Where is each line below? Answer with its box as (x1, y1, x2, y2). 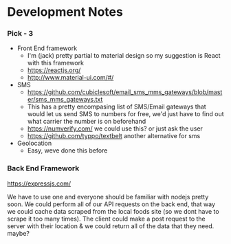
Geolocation (16, 139, 52, 148)
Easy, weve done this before (27, 146, 108, 155)
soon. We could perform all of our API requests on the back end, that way (7, 200, 215, 208)
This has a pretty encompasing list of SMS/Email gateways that (27, 102, 206, 111)
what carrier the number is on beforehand (27, 118, 146, 126)
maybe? (7, 229, 30, 237)
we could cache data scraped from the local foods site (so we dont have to (7, 207, 219, 215)
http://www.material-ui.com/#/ (27, 74, 114, 82)
